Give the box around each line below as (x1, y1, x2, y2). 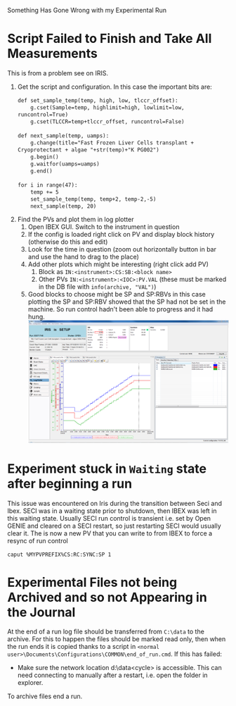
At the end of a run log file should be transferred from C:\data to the (7, 627, 205, 636)
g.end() (30, 167, 53, 175)
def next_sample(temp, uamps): (17, 132, 110, 140)
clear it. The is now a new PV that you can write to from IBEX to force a (7, 528, 213, 538)
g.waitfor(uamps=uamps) (30, 160, 100, 168)
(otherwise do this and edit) (27, 237, 108, 246)
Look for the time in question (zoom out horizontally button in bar (27, 244, 216, 253)
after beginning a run (7, 476, 132, 492)
